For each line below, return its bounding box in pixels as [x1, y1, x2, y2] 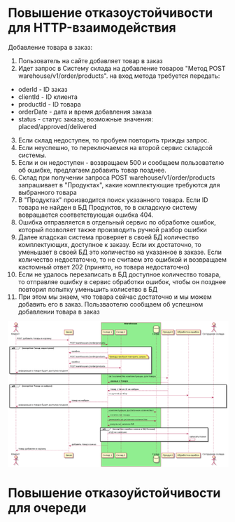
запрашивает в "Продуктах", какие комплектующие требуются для [17, 180, 220, 189]
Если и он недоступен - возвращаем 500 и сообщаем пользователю [17, 158, 225, 166]
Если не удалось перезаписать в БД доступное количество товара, [17, 270, 221, 279]
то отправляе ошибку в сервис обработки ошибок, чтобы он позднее [17, 277, 227, 286]
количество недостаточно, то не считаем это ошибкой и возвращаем [17, 255, 227, 264]
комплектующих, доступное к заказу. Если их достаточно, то [17, 240, 201, 248]
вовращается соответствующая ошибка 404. [17, 210, 154, 219]
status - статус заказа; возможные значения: [17, 114, 153, 123]
